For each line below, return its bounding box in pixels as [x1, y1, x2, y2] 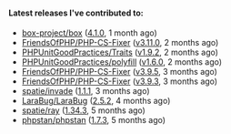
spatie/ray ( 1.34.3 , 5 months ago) [21, 105, 146, 116]
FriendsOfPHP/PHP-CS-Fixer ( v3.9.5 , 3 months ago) [21, 67, 217, 77]
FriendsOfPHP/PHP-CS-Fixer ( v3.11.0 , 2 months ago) [21, 37, 219, 48]
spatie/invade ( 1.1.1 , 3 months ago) [21, 86, 151, 97]
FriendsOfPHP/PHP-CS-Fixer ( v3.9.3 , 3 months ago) [21, 76, 218, 87]
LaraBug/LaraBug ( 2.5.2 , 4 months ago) [21, 96, 171, 107]
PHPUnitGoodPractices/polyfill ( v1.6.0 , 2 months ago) [21, 57, 223, 67]
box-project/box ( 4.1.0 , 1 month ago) [21, 27, 158, 38]
